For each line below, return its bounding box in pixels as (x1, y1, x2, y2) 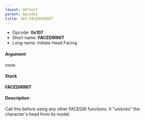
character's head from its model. (5, 111, 71, 117)
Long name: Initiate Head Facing (12, 40, 77, 46)
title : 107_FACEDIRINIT (5, 16, 54, 21)
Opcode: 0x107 (12, 30, 44, 36)
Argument (5, 51, 26, 57)
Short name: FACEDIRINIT (12, 35, 65, 40)
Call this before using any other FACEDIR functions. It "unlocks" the (5, 106, 140, 112)
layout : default (5, 7, 38, 12)
